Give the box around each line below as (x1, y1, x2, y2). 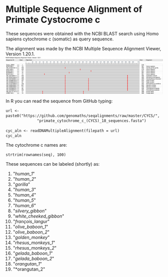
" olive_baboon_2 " (12, 229, 50, 235)
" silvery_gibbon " (12, 208, 47, 214)
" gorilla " (12, 181, 30, 188)
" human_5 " (12, 197, 36, 203)
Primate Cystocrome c (5, 14, 100, 25)
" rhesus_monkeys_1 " (12, 240, 55, 246)
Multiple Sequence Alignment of (5, 3, 143, 15)
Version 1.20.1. (5, 51, 35, 57)
